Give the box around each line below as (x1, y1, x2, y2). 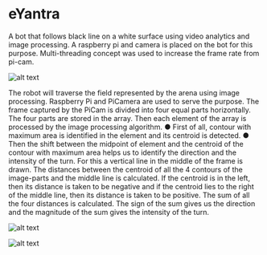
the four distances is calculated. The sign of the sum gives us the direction (8, 198, 256, 208)
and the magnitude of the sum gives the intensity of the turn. (8, 207, 209, 217)
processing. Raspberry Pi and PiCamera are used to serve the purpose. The (8, 96, 260, 106)
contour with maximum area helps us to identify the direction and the (8, 148, 237, 157)
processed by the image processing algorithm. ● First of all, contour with (8, 122, 252, 132)
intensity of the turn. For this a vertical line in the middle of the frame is (8, 156, 244, 165)
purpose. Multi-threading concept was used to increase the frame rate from (8, 48, 260, 58)
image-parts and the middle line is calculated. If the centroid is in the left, (8, 173, 251, 183)
